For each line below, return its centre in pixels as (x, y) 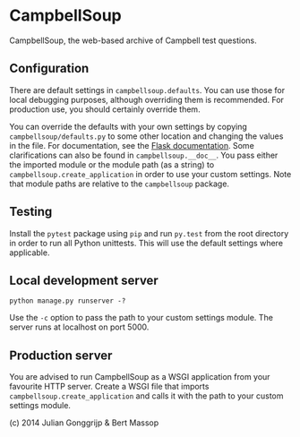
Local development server (84, 280)
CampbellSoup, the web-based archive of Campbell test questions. (133, 40)
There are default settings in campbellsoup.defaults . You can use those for (147, 90)
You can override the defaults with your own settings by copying (129, 126)
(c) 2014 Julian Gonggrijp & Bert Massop (84, 423)
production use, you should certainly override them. (105, 109)
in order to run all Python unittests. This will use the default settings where (146, 243)
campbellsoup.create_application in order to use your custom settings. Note (150, 174)
